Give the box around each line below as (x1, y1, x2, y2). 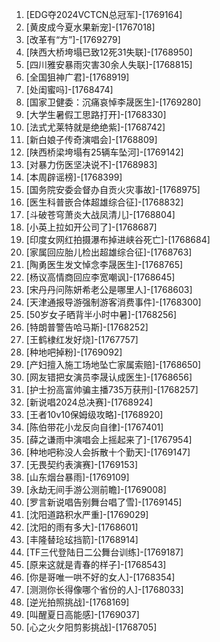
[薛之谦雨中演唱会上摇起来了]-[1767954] (25, 434, 193, 445)
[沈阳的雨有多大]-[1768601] (25, 521, 139, 533)
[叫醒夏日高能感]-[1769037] (25, 609, 140, 620)
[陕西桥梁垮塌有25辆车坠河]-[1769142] (25, 146, 184, 158)
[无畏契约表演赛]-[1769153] (25, 459, 139, 470)
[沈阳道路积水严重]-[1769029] (25, 509, 149, 520)
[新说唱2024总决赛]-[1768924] (25, 396, 154, 408)
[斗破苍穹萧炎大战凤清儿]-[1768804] (25, 209, 176, 220)
